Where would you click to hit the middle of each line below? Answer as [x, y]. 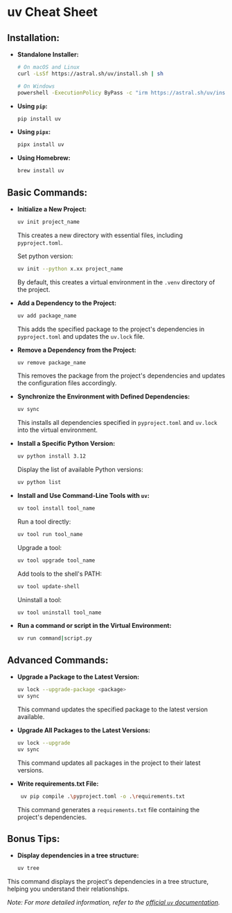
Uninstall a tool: [39, 599]
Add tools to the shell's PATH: [60, 574]
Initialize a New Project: [52, 209]
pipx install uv [41, 145]
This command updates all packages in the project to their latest [109, 763]
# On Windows [36, 86]
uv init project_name [48, 222]
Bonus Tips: [34, 839]
